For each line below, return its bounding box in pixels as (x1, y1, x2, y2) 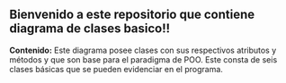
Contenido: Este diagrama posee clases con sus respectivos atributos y (9, 45, 277, 55)
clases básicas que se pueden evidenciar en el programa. (9, 63, 223, 74)
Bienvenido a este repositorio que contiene (9, 7, 255, 22)
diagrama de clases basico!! (9, 21, 171, 37)
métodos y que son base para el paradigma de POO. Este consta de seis (9, 54, 278, 65)
